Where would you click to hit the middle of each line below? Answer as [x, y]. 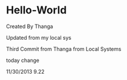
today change [23, 60]
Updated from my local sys [39, 37]
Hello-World [36, 10]
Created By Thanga [30, 26]
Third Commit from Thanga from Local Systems [64, 49]
